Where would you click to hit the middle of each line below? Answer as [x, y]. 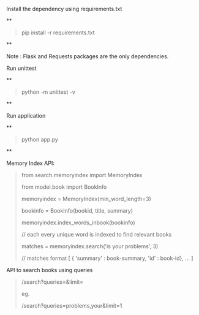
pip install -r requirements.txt [58, 32]
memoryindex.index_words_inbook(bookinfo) [78, 222]
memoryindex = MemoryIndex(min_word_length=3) [86, 199]
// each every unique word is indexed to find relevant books [96, 234]
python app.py [39, 139]
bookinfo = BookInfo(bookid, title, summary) [77, 211]
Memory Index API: [31, 163]
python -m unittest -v [48, 92]
